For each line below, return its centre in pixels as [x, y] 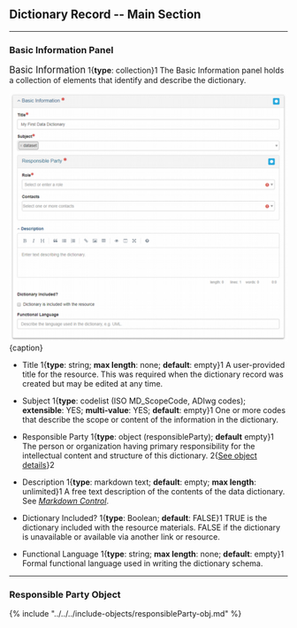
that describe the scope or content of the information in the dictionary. [150, 419]
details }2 [38, 464]
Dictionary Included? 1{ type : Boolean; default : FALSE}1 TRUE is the [145, 517]
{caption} [26, 348]
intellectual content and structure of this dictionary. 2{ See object [140, 456]
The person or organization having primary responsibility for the [138, 446]
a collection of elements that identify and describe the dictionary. [128, 80]
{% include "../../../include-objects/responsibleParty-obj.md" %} [126, 614]
